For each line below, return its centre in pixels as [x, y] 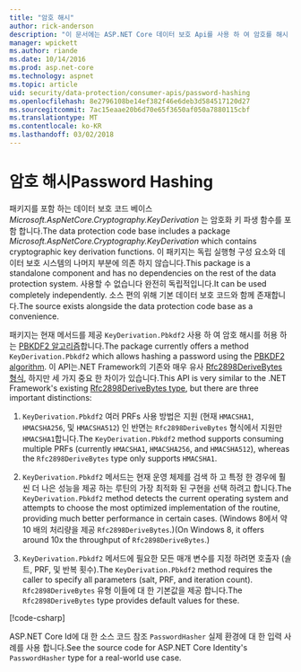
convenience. [34, 316]
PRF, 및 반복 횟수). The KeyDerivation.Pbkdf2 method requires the [154, 569]
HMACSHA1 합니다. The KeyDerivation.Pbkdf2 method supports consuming [153, 438]
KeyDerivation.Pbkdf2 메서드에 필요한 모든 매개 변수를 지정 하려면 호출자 [150, 558]
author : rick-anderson [52, 26]
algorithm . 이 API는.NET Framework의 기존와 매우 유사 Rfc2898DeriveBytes [146, 367]
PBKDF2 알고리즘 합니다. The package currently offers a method [133, 346]
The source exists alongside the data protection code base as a [136, 305]
